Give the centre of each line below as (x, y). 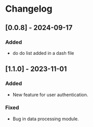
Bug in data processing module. (46, 119)
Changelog (29, 9)
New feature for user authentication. (50, 94)
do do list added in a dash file (43, 53)
